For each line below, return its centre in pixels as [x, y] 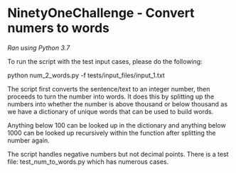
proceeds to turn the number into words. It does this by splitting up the [111, 96]
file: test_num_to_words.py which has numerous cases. [88, 162]
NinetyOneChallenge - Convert [101, 13]
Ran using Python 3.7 [39, 48]
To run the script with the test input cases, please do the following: [105, 61]
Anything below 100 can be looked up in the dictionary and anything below [117, 125]
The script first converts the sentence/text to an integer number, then [109, 89]
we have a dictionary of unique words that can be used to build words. [111, 111]
